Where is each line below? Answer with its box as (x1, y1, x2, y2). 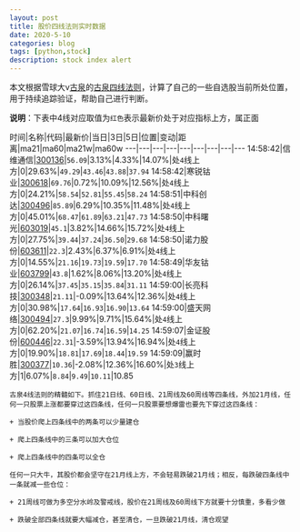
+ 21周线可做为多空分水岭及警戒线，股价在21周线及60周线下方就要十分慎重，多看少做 (9, 497, 286, 507)
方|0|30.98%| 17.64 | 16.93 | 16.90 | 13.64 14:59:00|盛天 (9, 302, 204, 313)
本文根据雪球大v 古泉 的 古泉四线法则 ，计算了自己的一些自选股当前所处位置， (9, 82, 293, 92)
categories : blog (9, 38, 75, 48)
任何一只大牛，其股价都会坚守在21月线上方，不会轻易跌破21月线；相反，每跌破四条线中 (9, 470, 290, 479)
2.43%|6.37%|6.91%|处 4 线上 (67, 246, 176, 256)
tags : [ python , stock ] (9, 47, 92, 56)
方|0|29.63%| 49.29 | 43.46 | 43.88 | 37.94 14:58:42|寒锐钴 (9, 166, 211, 176)
